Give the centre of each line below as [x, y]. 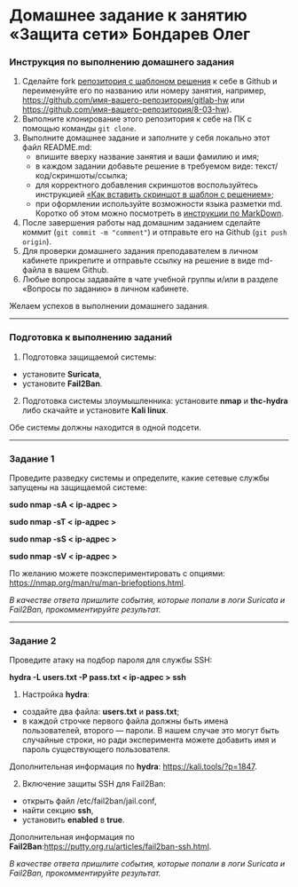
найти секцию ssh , [58, 811]
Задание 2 [33, 641]
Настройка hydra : [56, 694]
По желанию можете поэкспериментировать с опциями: [118, 574]
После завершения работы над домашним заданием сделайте [141, 223]
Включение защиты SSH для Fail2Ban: [94, 784]
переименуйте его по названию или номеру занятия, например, [144, 91]
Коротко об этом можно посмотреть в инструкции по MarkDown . [159, 213]
